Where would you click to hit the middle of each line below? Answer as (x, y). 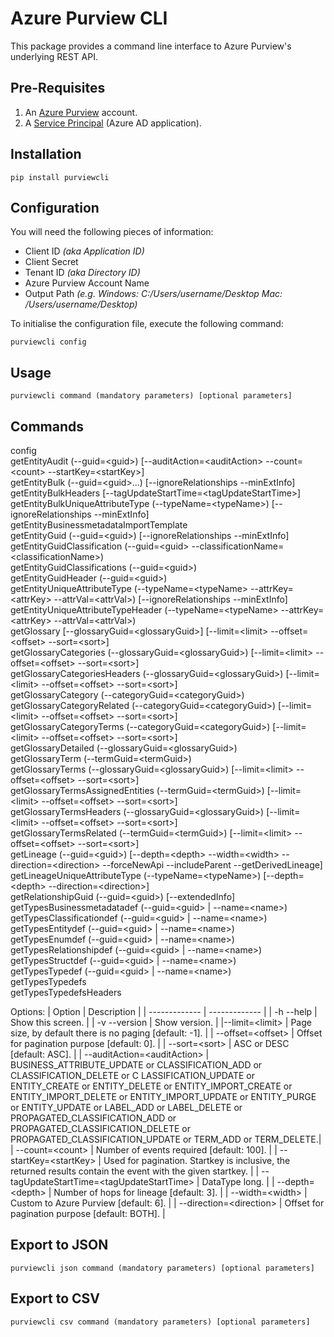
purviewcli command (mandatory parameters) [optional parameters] (151, 396)
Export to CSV (55, 1298)
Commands (47, 426)
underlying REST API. (54, 56)
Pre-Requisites (58, 88)
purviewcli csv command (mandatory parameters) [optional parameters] (160, 1322)
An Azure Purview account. (81, 112)
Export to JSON (59, 1245)
